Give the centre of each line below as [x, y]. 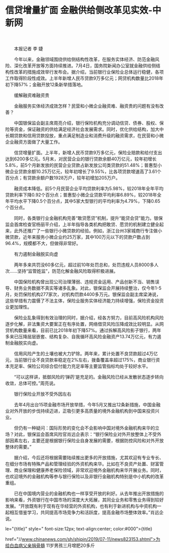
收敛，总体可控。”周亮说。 [32, 383]
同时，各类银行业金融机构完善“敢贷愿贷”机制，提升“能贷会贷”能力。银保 [88, 218]
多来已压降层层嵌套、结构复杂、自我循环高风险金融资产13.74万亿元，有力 [81, 336]
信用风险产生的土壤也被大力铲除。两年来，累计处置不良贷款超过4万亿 [86, 353]
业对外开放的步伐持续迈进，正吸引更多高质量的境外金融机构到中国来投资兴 [82, 411]
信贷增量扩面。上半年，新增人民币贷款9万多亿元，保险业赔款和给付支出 [88, 152]
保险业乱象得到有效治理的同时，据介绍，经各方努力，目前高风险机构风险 [89, 318]
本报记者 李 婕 [28, 48]
